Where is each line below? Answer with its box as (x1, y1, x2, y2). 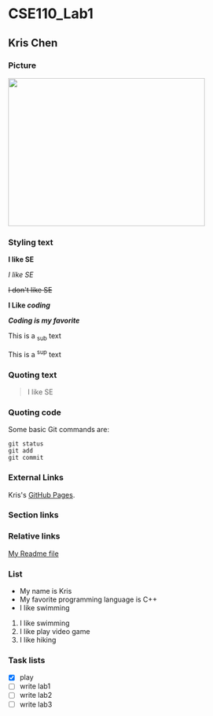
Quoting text (8, 369, 57, 380)
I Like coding (8, 300, 51, 310)
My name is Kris (19, 587, 72, 596)
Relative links (8, 531, 61, 542)
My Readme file (8, 549, 59, 558)
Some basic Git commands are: (8, 425, 110, 434)
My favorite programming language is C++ (19, 595, 158, 604)
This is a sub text (8, 331, 61, 342)
